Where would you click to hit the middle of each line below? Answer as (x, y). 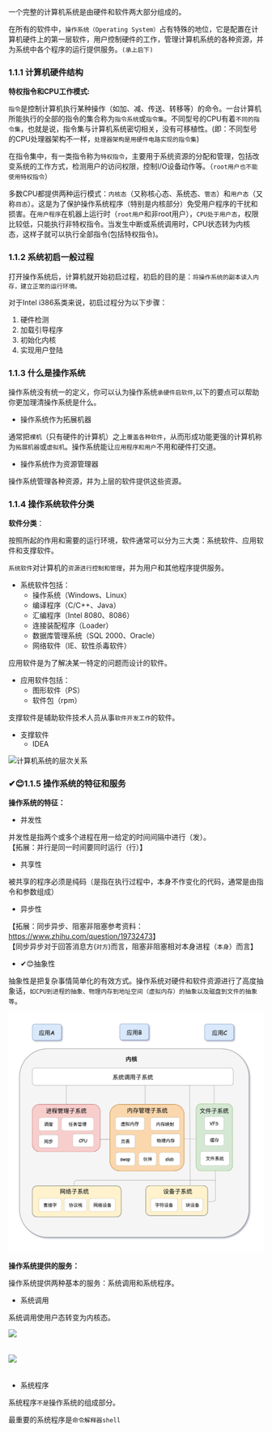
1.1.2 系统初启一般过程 (51, 258)
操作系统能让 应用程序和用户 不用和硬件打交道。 (146, 446)
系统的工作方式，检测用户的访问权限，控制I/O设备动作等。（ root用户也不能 (136, 166)
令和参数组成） (33, 892)
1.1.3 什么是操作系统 (47, 373)
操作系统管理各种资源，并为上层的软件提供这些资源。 (97, 481)
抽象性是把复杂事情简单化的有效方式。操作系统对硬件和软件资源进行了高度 (132, 981)
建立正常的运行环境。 (50, 286)
